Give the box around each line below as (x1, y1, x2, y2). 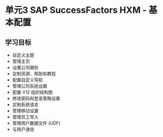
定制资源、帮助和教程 (12, 71, 56, 77)
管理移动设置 (12, 108, 39, 114)
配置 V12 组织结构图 (12, 90, 53, 95)
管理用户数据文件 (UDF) (12, 120, 61, 126)
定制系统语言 (12, 102, 39, 107)
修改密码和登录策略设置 (12, 95, 60, 101)
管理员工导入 (12, 114, 39, 120)
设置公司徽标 (12, 65, 39, 70)
